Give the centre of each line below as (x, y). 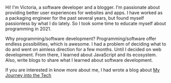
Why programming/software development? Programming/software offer (81, 38)
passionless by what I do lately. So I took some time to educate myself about (86, 23)
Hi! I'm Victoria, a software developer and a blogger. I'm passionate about (83, 7)
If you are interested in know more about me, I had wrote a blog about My (82, 70)
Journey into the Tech (28, 75)
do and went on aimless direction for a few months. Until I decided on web (83, 49)
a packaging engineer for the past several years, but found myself (75, 18)
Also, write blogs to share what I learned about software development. (79, 60)
